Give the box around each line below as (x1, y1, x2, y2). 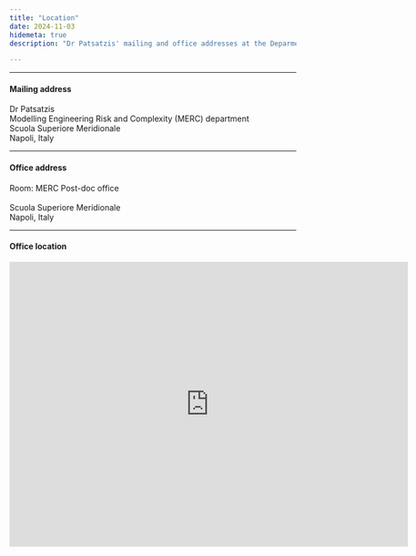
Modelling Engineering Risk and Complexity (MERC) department (9, 113, 250, 124)
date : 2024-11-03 (9, 22, 76, 31)
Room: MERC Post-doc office (9, 182, 120, 193)
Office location (9, 241, 67, 252)
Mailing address (9, 83, 72, 94)
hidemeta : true (9, 30, 67, 39)
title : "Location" (9, 13, 79, 23)
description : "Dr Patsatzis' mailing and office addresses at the (9, 38, 267, 48)
